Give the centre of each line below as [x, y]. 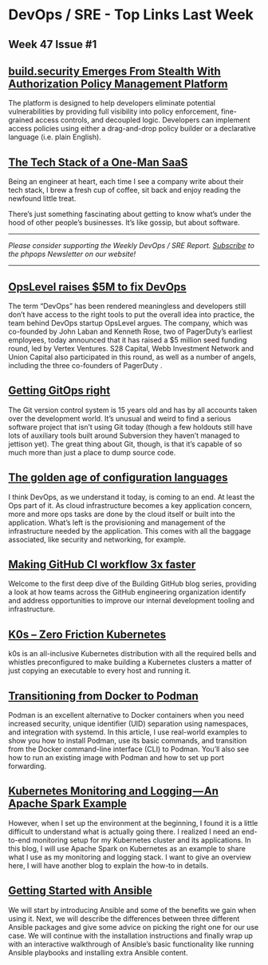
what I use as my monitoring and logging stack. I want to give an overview [130, 857]
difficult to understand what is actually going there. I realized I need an [124, 831]
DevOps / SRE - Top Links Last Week [131, 15]
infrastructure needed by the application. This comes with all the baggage [130, 531]
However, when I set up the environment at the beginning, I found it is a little [133, 823]
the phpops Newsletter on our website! [72, 254]
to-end [20, 840]
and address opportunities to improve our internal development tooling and [132, 601]
